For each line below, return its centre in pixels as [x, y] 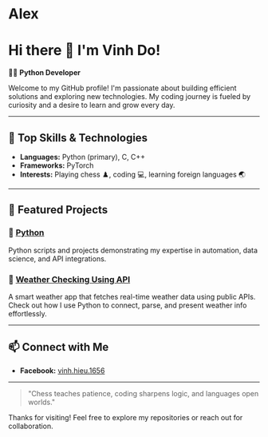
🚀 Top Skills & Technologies [78, 138]
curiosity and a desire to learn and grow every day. [92, 105]
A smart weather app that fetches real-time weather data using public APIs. [132, 296]
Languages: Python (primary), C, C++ [83, 157]
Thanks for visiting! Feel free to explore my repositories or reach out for [126, 417]
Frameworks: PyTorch [57, 165]
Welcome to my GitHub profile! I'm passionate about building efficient [122, 88]
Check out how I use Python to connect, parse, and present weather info [128, 305]
